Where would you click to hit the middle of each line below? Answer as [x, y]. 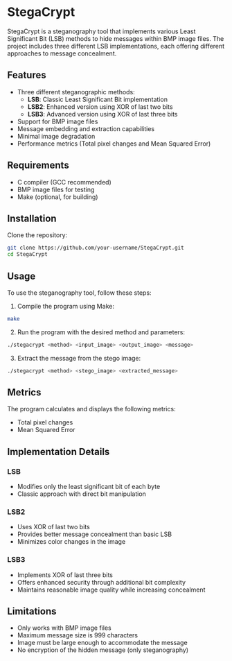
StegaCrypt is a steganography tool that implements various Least [101, 31]
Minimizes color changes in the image [71, 542]
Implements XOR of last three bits [65, 575]
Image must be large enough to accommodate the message [102, 643]
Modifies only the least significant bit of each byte [89, 487]
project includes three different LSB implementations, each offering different [116, 46]
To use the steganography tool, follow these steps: [79, 293]
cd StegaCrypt [28, 255]
